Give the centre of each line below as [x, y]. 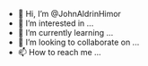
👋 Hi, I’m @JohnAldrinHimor [69, 14]
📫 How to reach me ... [59, 52]
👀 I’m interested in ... [56, 23]
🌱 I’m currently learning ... [65, 33]
